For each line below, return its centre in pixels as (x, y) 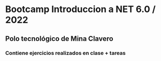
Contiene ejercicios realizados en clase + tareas (65, 53)
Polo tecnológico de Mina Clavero (59, 39)
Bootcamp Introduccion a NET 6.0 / (80, 9)
